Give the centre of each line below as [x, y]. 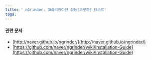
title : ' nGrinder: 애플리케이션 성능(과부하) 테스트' [56, 10]
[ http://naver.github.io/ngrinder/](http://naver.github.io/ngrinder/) [79, 42]
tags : [11, 14]
